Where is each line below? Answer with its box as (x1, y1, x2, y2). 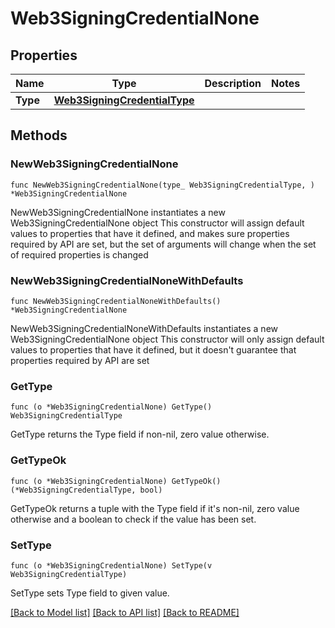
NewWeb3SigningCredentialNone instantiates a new (10, 206, 226, 218)
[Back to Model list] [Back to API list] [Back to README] (10, 606, 240, 618)
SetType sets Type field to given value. (10, 587, 170, 599)
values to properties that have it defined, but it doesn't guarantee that (10, 343, 297, 356)
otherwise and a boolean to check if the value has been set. (10, 513, 257, 525)
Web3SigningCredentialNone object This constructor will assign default (10, 217, 305, 229)
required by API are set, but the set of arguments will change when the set (10, 238, 317, 250)
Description (204, 77, 262, 90)
